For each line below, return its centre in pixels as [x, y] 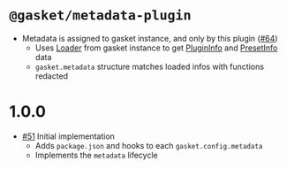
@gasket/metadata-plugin [100, 15]
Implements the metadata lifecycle [96, 155]
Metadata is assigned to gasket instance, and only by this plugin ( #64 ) [150, 38]
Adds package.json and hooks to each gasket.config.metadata [149, 145]
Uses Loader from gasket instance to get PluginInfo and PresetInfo [156, 48]
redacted [52, 76]
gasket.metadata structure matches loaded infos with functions [150, 66]
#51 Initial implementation [68, 136]
